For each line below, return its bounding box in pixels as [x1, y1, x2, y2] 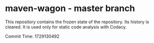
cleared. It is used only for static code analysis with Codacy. [5, 24, 127, 29]
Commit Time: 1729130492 [5, 33, 60, 39]
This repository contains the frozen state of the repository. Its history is [5, 19, 149, 25]
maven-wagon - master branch [5, 3, 135, 14]
